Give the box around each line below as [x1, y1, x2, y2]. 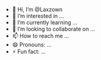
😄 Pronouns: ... [12, 41, 52, 48]
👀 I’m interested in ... [12, 12, 64, 20]
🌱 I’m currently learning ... [12, 19, 78, 26]
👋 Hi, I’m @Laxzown [12, 6, 63, 13]
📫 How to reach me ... [12, 32, 69, 39]
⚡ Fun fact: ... [12, 48, 46, 55]
